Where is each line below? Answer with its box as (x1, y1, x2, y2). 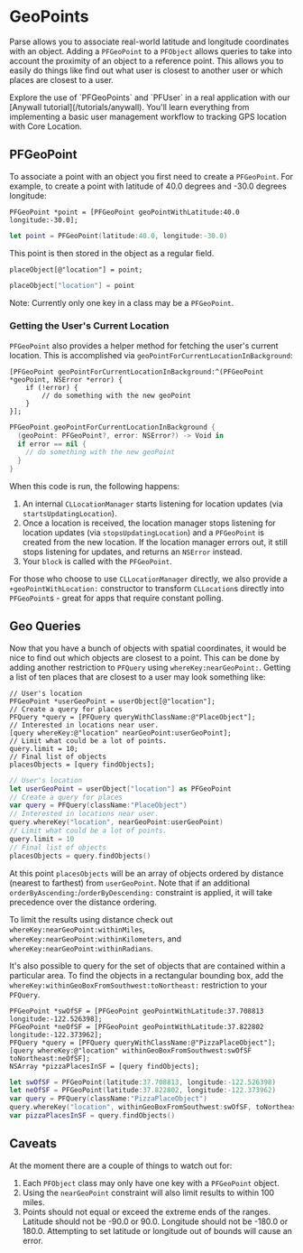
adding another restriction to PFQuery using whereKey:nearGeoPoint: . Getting (9, 662, 291, 673)
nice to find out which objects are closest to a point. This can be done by (9, 652, 280, 663)
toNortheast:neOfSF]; (9, 1053, 91, 1063)
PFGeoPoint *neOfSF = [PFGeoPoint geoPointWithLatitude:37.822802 (9, 1022, 264, 1031)
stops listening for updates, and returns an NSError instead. (22, 546, 243, 557)
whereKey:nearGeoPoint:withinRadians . (9, 942, 153, 953)
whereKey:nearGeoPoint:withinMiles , (9, 924, 146, 934)
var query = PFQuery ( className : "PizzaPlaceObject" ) (9, 1094, 207, 1103)
